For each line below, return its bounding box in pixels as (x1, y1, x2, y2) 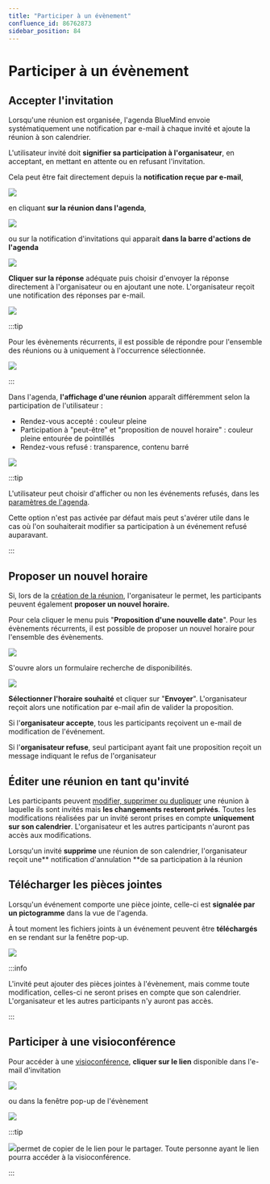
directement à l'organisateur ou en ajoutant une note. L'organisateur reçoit (8, 282, 255, 292)
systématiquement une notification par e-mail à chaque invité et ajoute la (8, 124, 251, 133)
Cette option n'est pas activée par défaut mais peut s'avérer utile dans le (8, 513, 250, 522)
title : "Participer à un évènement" (8, 11, 131, 20)
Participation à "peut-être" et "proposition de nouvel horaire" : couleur (19, 425, 254, 435)
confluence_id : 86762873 (8, 19, 92, 27)
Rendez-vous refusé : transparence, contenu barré (19, 442, 189, 452)
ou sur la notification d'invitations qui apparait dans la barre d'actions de (8, 234, 251, 243)
